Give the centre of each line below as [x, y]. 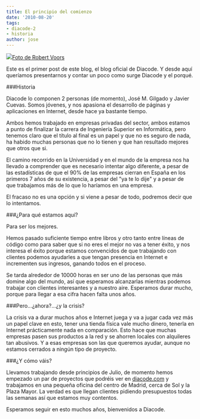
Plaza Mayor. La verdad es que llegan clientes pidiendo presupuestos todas [99, 391]
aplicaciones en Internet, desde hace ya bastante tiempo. [77, 111]
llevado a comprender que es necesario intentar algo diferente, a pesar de [98, 166]
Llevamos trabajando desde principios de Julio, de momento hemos [90, 372]
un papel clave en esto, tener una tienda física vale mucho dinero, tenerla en [100, 324]
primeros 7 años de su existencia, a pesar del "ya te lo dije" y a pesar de [95, 179]
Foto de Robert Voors [38, 57]
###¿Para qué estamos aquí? [42, 215]
